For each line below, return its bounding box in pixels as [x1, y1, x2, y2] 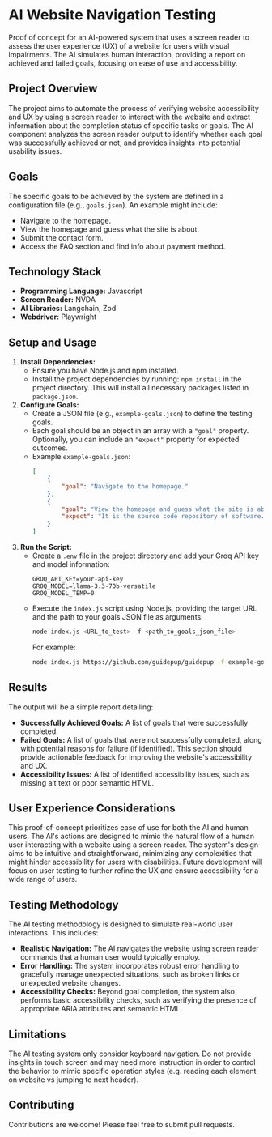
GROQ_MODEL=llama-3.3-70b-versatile [32, 582, 156, 590]
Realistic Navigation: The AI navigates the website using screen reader [19, 943, 259, 953]
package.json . [32, 391, 79, 402]
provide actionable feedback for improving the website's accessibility [19, 752, 253, 762]
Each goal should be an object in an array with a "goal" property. [32, 426, 249, 436]
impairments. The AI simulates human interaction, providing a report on [8, 49, 246, 59]
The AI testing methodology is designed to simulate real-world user [8, 919, 233, 929]
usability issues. [8, 146, 62, 155]
